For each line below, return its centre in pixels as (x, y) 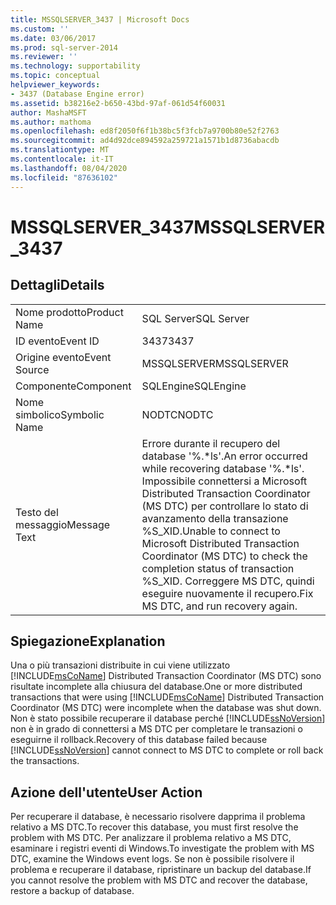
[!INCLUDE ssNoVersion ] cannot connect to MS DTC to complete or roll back (167, 750)
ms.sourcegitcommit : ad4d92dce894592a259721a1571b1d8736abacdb (145, 141)
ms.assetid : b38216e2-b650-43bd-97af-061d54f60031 (118, 103)
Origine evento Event (63, 357)
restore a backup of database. (72, 891)
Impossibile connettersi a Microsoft (224, 481)
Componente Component (73, 386)
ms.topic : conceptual (55, 76)
